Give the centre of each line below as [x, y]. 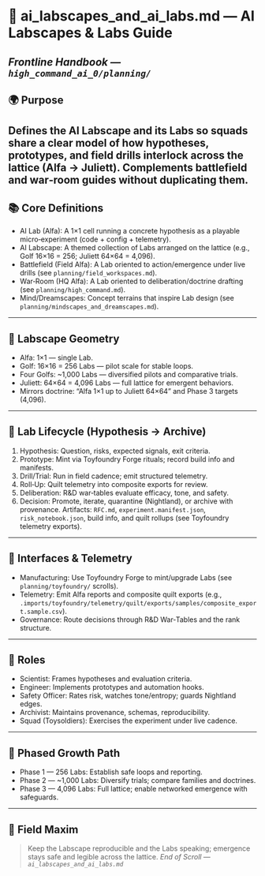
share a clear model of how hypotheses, [108, 143]
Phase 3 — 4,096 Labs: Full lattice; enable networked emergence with [134, 789]
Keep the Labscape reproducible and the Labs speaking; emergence [139, 848]
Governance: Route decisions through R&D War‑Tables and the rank [130, 620]
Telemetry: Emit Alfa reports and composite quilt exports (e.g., [121, 594]
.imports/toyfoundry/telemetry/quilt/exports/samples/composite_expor [138, 603]
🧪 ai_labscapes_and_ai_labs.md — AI [131, 16]
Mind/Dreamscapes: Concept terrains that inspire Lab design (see [127, 298]
